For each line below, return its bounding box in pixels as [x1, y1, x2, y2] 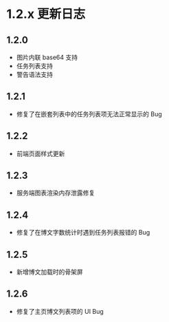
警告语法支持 [16, 70, 53, 78]
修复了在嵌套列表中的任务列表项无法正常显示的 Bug [16, 109, 162, 118]
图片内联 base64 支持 [16, 53, 78, 61]
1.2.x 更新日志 [6, 6, 86, 22]
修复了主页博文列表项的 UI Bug [16, 307, 104, 315]
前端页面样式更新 [16, 149, 65, 158]
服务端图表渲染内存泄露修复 [16, 189, 95, 197]
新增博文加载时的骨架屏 [16, 268, 83, 276]
